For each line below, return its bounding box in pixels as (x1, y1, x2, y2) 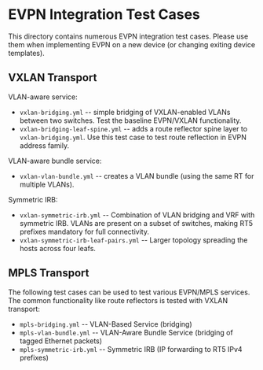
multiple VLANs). (19, 179, 75, 189)
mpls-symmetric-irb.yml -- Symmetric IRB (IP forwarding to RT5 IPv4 (19, 344, 243, 353)
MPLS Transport (8, 266, 89, 280)
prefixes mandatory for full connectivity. (19, 227, 149, 236)
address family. (19, 140, 69, 150)
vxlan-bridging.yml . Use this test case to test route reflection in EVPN (19, 132, 247, 142)
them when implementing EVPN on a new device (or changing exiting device (8, 39, 256, 49)
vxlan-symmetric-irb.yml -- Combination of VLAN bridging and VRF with (19, 210, 255, 220)
